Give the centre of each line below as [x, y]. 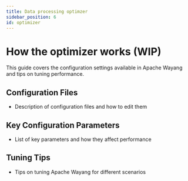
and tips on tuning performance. [45, 74]
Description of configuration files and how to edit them [81, 107]
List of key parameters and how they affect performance [83, 139]
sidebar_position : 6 [31, 17]
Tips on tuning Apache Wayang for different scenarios [80, 172]
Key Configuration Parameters [63, 125]
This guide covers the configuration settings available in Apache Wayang [94, 68]
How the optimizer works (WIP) [84, 51]
